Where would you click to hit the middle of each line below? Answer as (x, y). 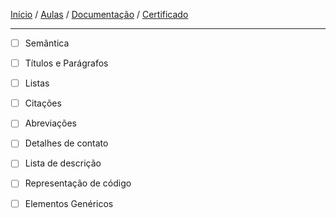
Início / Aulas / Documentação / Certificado (99, 14)
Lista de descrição (63, 163)
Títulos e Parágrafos (66, 63)
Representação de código (78, 183)
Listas (37, 83)
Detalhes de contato (66, 143)
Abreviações (51, 123)
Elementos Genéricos (69, 203)
